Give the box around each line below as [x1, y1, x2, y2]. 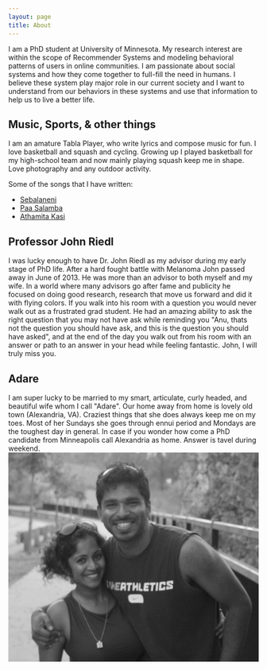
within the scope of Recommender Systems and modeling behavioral [8, 52, 234, 62]
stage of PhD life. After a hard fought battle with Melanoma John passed [8, 265, 246, 274]
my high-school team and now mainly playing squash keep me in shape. [8, 156, 245, 165]
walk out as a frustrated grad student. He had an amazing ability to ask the [8, 307, 253, 316]
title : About [8, 21, 52, 29]
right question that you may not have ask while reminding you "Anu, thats [8, 315, 248, 325]
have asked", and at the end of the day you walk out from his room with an [8, 332, 252, 342]
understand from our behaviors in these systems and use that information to [8, 86, 258, 95]
